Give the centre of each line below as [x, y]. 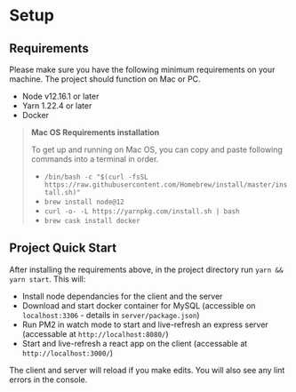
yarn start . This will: [48, 279]
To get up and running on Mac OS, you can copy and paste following [156, 149]
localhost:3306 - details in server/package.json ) [111, 315]
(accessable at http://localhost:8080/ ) [95, 333]
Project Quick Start [63, 248]
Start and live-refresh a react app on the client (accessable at [135, 343]
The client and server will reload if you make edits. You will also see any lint [147, 370]
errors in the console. [48, 380]
